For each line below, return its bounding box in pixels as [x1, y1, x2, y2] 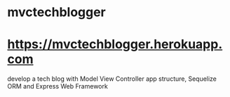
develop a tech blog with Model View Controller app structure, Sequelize [7, 75, 217, 83]
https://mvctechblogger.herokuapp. [7, 37, 223, 53]
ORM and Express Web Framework [7, 82, 109, 91]
